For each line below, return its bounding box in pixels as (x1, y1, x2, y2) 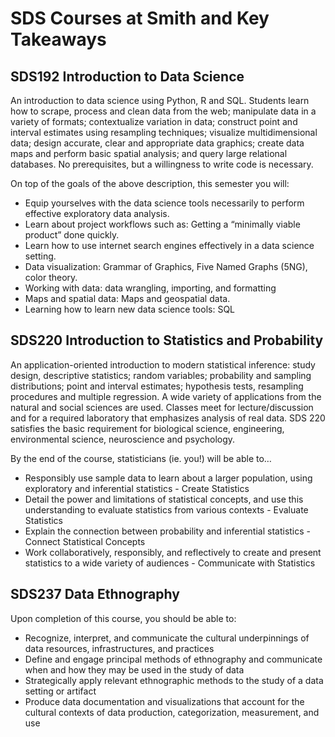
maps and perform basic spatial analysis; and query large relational (10, 148, 288, 159)
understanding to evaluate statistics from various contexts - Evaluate (24, 503, 309, 516)
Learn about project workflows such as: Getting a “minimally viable (24, 218, 301, 230)
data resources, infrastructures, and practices (24, 642, 215, 654)
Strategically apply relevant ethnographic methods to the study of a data (24, 674, 324, 686)
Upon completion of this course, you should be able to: (10, 612, 237, 624)
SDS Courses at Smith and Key (10, 7, 270, 30)
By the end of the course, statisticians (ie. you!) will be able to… (10, 452, 272, 464)
